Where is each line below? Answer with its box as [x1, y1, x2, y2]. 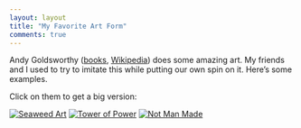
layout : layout [9, 13, 67, 23]
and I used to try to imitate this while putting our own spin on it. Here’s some [9, 64, 292, 75]
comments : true [9, 30, 67, 39]
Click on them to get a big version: [9, 91, 137, 102]
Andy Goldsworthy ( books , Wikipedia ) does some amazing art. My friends [9, 55, 285, 66]
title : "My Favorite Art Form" [9, 22, 127, 31]
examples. [9, 74, 48, 85]
